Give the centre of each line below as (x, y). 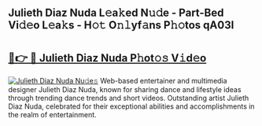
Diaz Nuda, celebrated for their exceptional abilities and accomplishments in (131, 106)
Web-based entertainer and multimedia (163, 81)
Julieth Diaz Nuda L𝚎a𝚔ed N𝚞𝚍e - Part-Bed (116, 13)
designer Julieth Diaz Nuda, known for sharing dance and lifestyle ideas (125, 89)
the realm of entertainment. (52, 115)
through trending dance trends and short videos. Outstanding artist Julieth (129, 98)
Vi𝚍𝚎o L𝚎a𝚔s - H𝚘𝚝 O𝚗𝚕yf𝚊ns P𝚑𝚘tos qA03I (121, 26)
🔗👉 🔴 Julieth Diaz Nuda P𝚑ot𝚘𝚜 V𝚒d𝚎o (107, 58)
